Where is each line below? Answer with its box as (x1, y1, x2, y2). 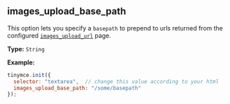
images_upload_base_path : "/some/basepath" (13, 85, 141, 92)
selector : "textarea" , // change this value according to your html (13, 78, 219, 85)
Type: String (7, 44, 45, 53)
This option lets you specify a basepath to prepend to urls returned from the (7, 24, 224, 32)
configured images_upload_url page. (7, 31, 111, 40)
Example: (7, 58, 35, 67)
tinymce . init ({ (7, 71, 51, 78)
